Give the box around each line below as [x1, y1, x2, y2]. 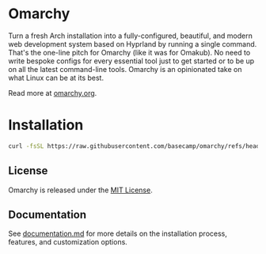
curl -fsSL [8, 142, 44, 150]
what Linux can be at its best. [8, 73, 104, 82]
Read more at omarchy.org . [8, 88, 97, 97]
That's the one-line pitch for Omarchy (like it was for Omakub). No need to [8, 47, 251, 57]
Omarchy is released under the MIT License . [8, 185, 153, 195]
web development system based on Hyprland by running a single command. [8, 39, 257, 48]
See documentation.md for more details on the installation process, [8, 229, 227, 238]
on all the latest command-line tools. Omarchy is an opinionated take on [8, 64, 242, 74]
